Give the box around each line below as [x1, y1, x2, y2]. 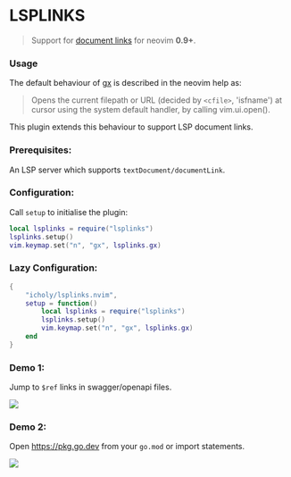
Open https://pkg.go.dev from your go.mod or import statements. [9, 441, 245, 452]
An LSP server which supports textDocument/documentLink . [9, 164, 226, 175]
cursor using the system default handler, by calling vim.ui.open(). [30, 105, 270, 115]
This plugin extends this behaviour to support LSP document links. [9, 121, 254, 132]
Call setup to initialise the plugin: [9, 206, 128, 217]
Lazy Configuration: [9, 262, 98, 274]
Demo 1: [9, 361, 45, 373]
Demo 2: [9, 421, 47, 433]
